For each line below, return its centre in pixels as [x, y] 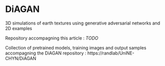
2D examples [19, 28]
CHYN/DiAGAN [21, 58]
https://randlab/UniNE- [111, 53]
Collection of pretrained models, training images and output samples [76, 47]
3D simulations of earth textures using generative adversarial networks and [83, 23]
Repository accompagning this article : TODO [52, 38]
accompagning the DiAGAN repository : [46, 53]
